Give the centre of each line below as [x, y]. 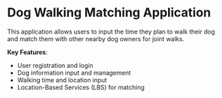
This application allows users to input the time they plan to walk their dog [111, 32]
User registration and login [55, 65]
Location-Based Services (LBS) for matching [81, 87]
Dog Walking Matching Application [109, 13]
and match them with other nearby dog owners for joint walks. [96, 38]
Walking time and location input [62, 79]
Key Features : [28, 52]
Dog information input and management [74, 73]
